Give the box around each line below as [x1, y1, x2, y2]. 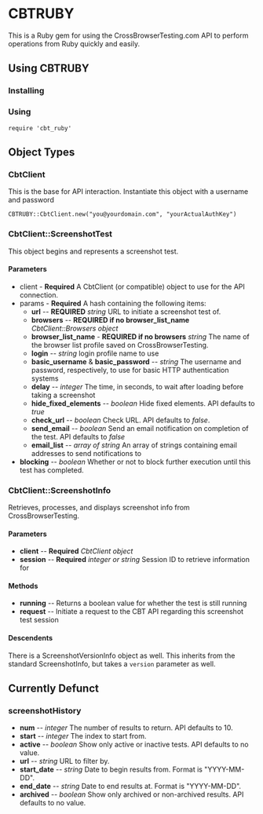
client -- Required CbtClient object [19, 546, 133, 556]
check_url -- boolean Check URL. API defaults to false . [31, 415, 210, 425]
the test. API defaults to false [31, 432, 126, 441]
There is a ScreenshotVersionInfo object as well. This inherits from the [8, 651, 236, 660]
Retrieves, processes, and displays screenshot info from [8, 503, 190, 513]
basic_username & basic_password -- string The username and [31, 356, 242, 366]
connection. [19, 290, 59, 299]
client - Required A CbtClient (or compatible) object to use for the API [19, 282, 246, 291]
